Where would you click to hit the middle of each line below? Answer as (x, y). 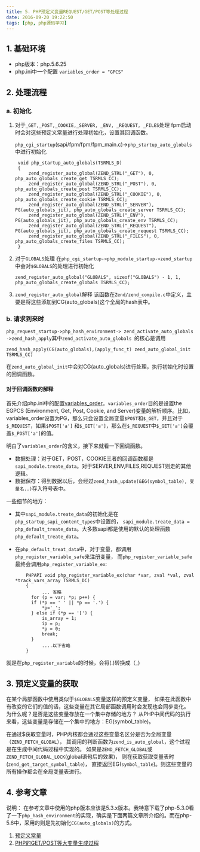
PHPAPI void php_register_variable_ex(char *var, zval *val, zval (110, 576)
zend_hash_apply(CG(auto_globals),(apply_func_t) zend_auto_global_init (99, 350)
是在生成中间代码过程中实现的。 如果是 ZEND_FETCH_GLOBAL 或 (79, 749)
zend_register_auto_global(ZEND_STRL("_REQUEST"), (93, 226)
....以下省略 (56, 646)
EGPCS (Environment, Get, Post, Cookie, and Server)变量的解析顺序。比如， (100, 411)
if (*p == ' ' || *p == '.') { (70, 603)
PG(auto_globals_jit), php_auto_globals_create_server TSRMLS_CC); (100, 210)
